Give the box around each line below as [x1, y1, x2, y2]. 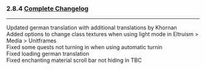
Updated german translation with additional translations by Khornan [6, 24, 177, 31]
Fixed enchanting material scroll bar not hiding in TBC [6, 56, 142, 64]
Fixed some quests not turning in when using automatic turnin [6, 44, 162, 51]
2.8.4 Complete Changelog [6, 4, 89, 13]
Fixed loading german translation [6, 50, 90, 58]
